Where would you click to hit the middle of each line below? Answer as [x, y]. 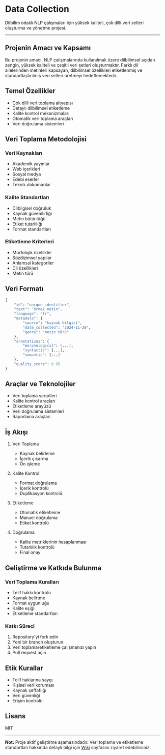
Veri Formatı [24, 289]
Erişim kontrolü [27, 701]
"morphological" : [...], [48, 346]
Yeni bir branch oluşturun [38, 642]
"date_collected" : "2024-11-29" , [57, 327]
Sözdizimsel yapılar [32, 258]
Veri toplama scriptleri [35, 396]
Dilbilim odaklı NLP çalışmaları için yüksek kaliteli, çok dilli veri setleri [74, 23]
